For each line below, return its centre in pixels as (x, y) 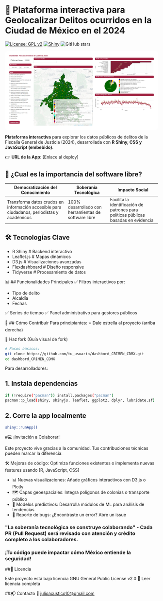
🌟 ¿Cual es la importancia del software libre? (73, 174)
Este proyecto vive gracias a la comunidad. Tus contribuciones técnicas (77, 448)
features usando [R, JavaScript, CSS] (42, 470)
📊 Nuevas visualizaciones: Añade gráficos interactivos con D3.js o (79, 480)
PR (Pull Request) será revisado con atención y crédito (70, 533)
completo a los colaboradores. (42, 539)
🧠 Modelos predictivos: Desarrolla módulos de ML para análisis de (78, 504)
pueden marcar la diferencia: (34, 453)
